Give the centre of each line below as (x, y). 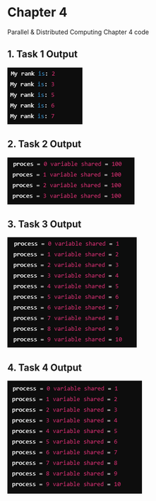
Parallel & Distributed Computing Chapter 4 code (78, 32)
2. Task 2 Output (44, 144)
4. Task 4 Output (45, 367)
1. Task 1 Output (42, 54)
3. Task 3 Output (44, 224)
